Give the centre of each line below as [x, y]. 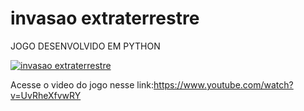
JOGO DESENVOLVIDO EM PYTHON [85, 46]
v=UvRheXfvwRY [46, 95]
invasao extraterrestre [105, 18]
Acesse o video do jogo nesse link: [82, 84]
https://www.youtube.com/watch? [223, 84]
